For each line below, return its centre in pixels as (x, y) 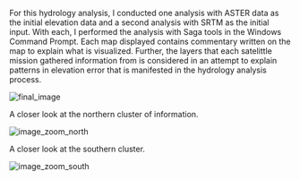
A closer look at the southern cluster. (77, 149)
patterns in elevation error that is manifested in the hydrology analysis (138, 70)
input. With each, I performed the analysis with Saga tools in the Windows (146, 32)
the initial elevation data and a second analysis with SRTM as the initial (140, 22)
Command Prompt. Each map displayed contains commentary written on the (150, 41)
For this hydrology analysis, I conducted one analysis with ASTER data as (144, 13)
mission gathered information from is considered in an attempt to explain (143, 60)
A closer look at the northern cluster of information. (104, 114)
